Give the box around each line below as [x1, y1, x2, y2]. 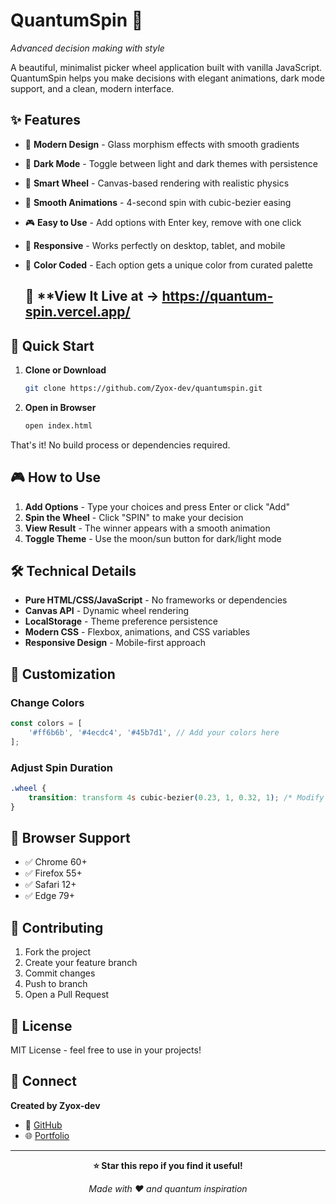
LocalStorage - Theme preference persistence [24, 615, 218, 628]
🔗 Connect [10, 1073, 77, 1090]
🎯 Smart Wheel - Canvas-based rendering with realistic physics [24, 177, 290, 189]
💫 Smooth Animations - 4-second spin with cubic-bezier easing [24, 196, 292, 208]
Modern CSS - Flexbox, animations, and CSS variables [24, 626, 251, 638]
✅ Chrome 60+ [24, 856, 88, 868]
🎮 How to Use [10, 469, 101, 486]
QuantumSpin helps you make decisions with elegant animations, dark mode [10, 72, 325, 84]
